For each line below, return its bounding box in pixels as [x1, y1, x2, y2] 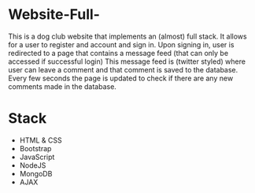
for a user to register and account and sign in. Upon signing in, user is [8, 39, 235, 49]
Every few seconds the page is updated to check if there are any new [8, 73, 234, 83]
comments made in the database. [8, 81, 116, 91]
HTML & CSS [19, 135, 62, 145]
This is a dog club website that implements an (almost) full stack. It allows [8, 32, 247, 41]
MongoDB [19, 169, 53, 178]
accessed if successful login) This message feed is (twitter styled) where [8, 57, 246, 66]
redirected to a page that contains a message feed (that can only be [8, 48, 229, 58]
